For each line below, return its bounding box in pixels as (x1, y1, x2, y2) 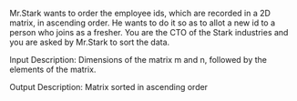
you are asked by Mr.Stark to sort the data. (9, 36, 170, 47)
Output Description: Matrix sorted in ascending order (9, 82, 208, 92)
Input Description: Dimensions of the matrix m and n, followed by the (9, 55, 267, 65)
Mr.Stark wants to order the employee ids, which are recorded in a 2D (9, 8, 271, 18)
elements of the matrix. (9, 64, 97, 75)
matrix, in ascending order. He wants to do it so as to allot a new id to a (9, 17, 276, 28)
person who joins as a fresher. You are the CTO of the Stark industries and (9, 27, 289, 37)
